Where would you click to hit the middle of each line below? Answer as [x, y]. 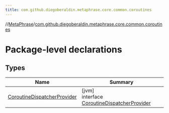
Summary [122, 82]
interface [92, 96]
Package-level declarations [64, 49]
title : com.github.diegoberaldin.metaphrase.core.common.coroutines [78, 10]
